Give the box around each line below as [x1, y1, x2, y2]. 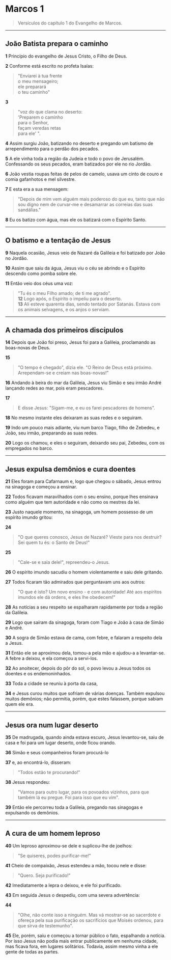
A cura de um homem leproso [5, 829, 101, 838]
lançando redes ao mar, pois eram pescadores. [5, 385, 104, 391]
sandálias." [17, 207, 41, 213]
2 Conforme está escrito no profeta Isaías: [5, 63, 94, 69]
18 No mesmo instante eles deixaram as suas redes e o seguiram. [5, 415, 143, 421]
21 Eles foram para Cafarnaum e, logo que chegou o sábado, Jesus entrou [5, 478, 161, 484]
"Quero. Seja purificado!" [17, 872, 71, 879]
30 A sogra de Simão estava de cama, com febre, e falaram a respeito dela [5, 635, 163, 641]
